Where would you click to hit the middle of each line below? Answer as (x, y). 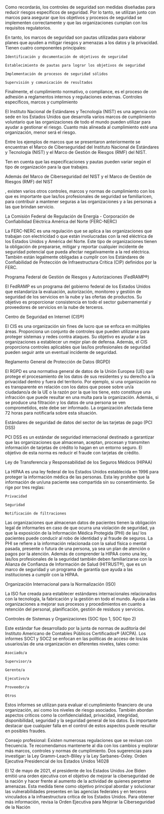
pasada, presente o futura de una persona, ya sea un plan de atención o (78, 549)
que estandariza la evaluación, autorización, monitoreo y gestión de (73, 292)
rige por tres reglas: (25, 487)
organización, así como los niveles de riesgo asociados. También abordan (79, 710)
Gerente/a (15, 670)
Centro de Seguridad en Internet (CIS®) (45, 317)
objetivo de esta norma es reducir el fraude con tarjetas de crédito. (72, 453)
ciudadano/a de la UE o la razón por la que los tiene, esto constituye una (78, 392)
